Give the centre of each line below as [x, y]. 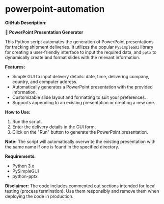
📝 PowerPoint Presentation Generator [44, 32]
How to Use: [18, 112]
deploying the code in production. [39, 196]
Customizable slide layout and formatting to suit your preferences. [79, 97]
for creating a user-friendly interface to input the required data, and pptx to [81, 52]
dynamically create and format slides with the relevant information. [73, 57]
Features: [15, 67]
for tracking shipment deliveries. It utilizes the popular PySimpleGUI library [79, 47]
